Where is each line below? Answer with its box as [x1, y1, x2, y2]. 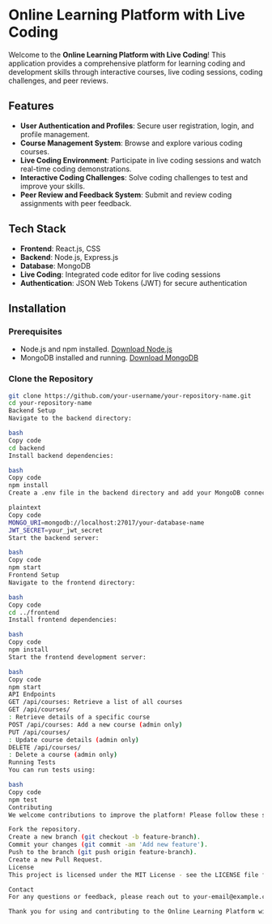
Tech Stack [8, 222, 66, 236]
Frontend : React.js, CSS [19, 244, 101, 253]
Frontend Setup [8, 571, 60, 580]
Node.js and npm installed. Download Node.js [19, 344, 172, 354]
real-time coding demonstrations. [19, 164, 132, 174]
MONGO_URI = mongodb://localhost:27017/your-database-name [8, 518, 205, 527]
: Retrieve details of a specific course [8, 713, 151, 722]
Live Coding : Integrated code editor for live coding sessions [19, 270, 221, 279]
